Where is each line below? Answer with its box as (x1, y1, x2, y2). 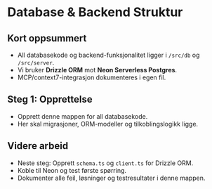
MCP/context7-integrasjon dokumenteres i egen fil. (17, 73, 166, 82)
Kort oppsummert (7, 32, 87, 44)
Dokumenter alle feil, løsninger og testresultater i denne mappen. (17, 174, 206, 182)
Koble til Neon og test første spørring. (17, 166, 127, 174)
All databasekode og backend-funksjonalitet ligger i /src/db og (17, 51, 200, 59)
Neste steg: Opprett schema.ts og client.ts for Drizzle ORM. (17, 159, 194, 167)
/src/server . (17, 58, 55, 67)
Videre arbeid (7, 140, 69, 152)
